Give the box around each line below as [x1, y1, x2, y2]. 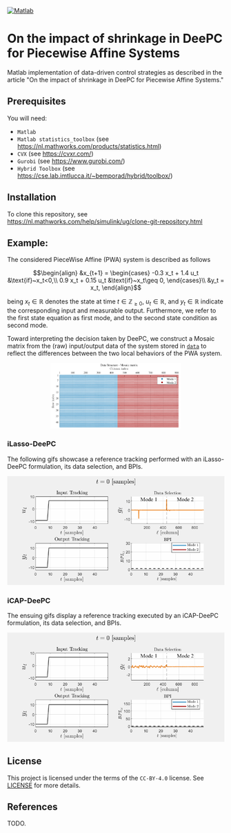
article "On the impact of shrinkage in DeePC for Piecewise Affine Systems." [7, 75, 224, 84]
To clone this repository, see [7, 209, 88, 218]
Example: [7, 237, 48, 249]
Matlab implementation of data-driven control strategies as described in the [7, 68, 222, 76]
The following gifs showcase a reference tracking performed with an [7, 455, 202, 463]
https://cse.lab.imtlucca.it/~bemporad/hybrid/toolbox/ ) [17, 171, 173, 180]
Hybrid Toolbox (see [17, 164, 75, 172]
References [7, 801, 58, 812]
